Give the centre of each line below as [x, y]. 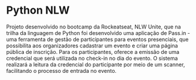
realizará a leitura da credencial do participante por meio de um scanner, [96, 64]
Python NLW [38, 10]
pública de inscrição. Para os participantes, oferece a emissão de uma [93, 52]
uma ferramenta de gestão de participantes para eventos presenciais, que [97, 39]
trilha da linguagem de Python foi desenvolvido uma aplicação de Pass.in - [98, 33]
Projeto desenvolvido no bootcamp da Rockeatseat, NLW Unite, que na [94, 27]
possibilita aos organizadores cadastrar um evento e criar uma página [92, 46]
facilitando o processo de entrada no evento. [61, 71]
